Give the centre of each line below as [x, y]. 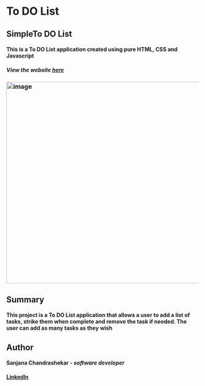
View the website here [35, 70]
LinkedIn [18, 377]
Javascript [20, 56]
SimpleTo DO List [39, 34]
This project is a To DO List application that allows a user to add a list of [98, 315]
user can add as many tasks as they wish [59, 328]
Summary [25, 299]
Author [20, 347]
